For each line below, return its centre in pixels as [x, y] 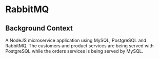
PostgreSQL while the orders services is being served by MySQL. [74, 51]
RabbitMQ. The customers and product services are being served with [79, 46]
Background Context [39, 28]
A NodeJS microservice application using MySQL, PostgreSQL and [76, 40]
